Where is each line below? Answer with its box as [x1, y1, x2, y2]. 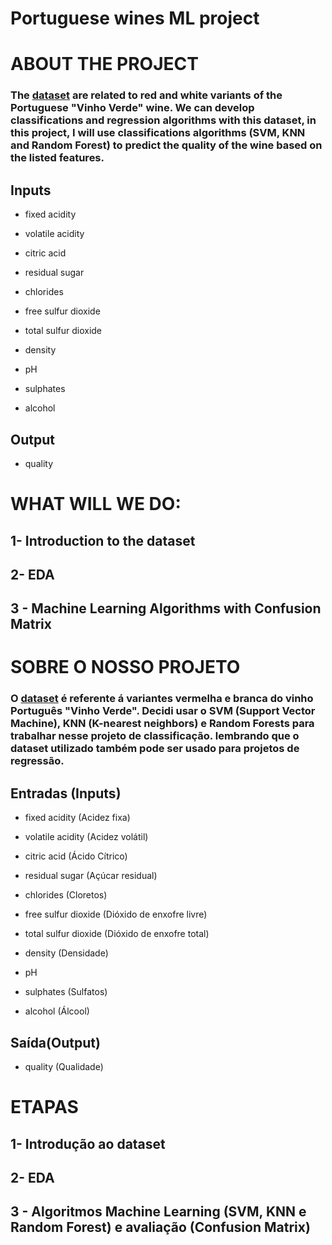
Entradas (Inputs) [10, 785, 122, 802]
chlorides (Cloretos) [24, 889, 108, 901]
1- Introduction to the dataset [10, 532, 196, 549]
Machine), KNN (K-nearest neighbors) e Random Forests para [10, 717, 315, 731]
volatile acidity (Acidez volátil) [24, 831, 149, 843]
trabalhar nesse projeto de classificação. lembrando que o [10, 729, 300, 743]
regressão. [10, 754, 65, 768]
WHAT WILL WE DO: [10, 493, 182, 516]
